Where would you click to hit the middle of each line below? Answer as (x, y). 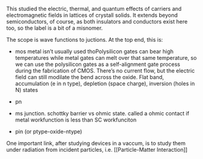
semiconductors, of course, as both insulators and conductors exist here (97, 21)
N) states (26, 90)
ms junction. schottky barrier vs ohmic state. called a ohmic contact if (102, 113)
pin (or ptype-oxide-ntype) (48, 131)
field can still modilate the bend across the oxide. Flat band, (89, 77)
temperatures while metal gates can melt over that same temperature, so (106, 58)
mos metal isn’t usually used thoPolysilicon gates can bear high (94, 51)
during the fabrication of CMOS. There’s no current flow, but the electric (105, 71)
